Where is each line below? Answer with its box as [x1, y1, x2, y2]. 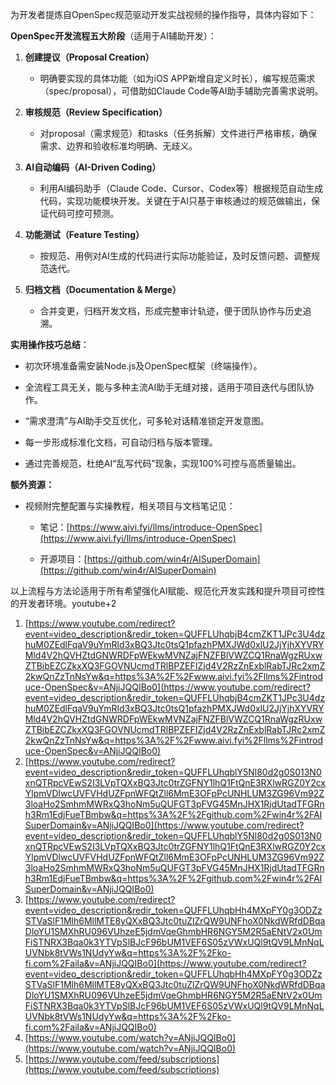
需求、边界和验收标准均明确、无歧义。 [39, 140, 198, 152]
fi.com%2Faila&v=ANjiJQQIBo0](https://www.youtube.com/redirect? [24, 958, 307, 969]
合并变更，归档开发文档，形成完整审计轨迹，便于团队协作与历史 [39, 305, 303, 317]
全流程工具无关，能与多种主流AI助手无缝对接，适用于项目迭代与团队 [24, 381, 306, 393]
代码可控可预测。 [48, 208, 120, 219]
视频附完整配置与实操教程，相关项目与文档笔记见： [24, 500, 236, 512]
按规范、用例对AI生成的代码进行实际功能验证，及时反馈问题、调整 [39, 250, 312, 262]
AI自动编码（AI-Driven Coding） [24, 161, 162, 173]
